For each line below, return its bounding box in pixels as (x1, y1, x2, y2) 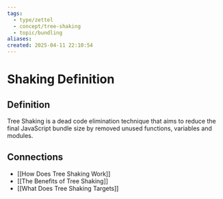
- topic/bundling (13, 29, 63, 36)
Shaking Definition (7, 71, 115, 87)
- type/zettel (13, 16, 53, 23)
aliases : (7, 36, 32, 43)
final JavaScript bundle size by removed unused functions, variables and (7, 124, 212, 132)
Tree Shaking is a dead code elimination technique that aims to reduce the (7, 117, 217, 125)
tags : (7, 10, 23, 17)
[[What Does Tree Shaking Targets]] (16, 184, 119, 192)
